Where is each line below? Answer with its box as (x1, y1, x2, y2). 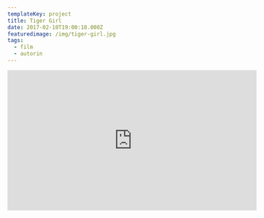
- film (14, 43, 33, 51)
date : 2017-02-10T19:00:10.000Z (7, 24, 103, 31)
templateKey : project (7, 10, 72, 18)
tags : (7, 37, 23, 44)
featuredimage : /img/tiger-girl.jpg (7, 30, 116, 38)
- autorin (14, 51, 43, 58)
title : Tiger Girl (7, 17, 62, 24)
